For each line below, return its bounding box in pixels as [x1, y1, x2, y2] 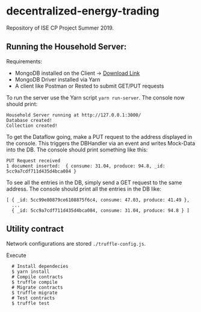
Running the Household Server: [6, 42, 127, 52]
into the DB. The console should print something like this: [6, 146, 148, 153]
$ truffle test [11, 300, 50, 306]
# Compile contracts [11, 273, 63, 280]
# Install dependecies [11, 263, 69, 269]
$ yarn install [11, 269, 50, 275]
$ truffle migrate [11, 290, 58, 296]
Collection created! [6, 123, 58, 129]
